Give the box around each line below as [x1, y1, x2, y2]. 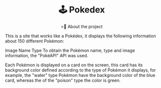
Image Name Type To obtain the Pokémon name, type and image [5, 47, 135, 53]
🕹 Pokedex [58, 4, 106, 15]
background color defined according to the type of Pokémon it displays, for [5, 67, 156, 73]
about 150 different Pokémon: [5, 38, 64, 44]
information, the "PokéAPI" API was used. [5, 52, 89, 59]
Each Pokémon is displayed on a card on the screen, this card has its [5, 62, 143, 68]
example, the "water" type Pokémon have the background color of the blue [5, 72, 156, 78]
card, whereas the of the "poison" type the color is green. [5, 77, 121, 83]
